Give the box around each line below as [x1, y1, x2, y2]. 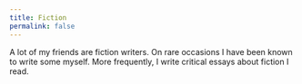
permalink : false [9, 22, 75, 31]
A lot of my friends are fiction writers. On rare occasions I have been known [9, 46, 293, 57]
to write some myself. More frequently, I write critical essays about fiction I [9, 56, 289, 67]
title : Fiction [9, 13, 67, 23]
